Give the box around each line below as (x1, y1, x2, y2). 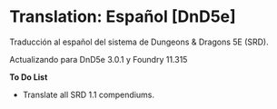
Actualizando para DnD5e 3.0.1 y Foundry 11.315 (9, 54, 188, 64)
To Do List (9, 71, 48, 83)
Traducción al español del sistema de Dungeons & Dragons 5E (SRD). (9, 36, 270, 47)
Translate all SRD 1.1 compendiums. (22, 89, 154, 100)
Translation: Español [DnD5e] (9, 6, 236, 27)
